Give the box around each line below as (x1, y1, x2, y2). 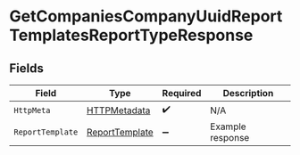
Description (222, 87, 274, 99)
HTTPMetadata (86, 104, 151, 117)
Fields (9, 61, 45, 76)
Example (209, 120, 247, 133)
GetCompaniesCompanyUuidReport (9, 6, 283, 27)
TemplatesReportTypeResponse (9, 25, 254, 45)
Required (162, 87, 202, 99)
